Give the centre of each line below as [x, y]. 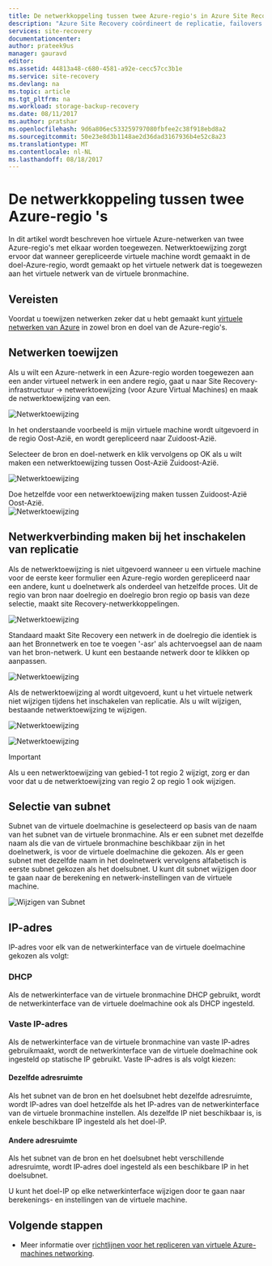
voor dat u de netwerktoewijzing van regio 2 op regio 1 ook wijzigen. [122, 781]
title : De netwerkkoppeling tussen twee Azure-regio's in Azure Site [128, 16]
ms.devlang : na [34, 84]
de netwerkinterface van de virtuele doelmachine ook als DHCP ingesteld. [132, 1003]
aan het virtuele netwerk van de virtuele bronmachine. [99, 273]
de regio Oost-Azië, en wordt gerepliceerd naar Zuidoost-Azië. [113, 438]
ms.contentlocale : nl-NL [50, 152]
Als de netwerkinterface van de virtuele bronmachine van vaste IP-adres [129, 1042]
